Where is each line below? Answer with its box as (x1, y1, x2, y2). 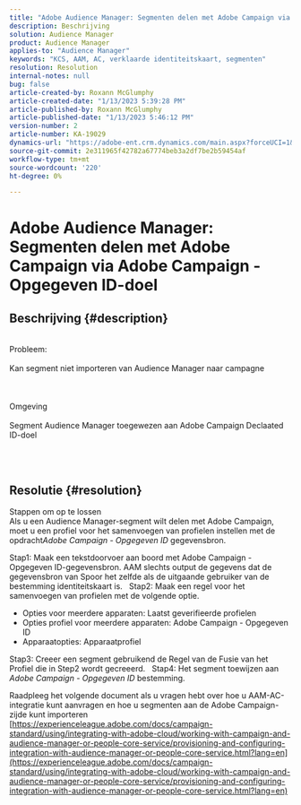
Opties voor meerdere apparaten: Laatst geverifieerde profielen (21, 608, 257, 619)
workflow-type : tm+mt (9, 154, 90, 164)
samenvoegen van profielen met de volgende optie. (9, 591, 200, 602)
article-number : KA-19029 (9, 130, 106, 139)
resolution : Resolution (9, 64, 99, 73)
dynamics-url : (9, 138, 63, 147)
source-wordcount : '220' (9, 163, 102, 172)
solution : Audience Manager (9, 30, 115, 39)
